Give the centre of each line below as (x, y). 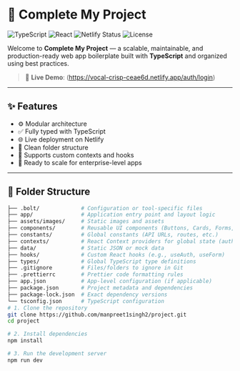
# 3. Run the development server (57, 354)
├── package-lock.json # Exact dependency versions (87, 295)
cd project (24, 321)
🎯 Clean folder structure (53, 147)
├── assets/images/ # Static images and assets (86, 222)
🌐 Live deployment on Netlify (61, 139)
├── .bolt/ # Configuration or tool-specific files (105, 208)
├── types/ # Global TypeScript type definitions (102, 261)
